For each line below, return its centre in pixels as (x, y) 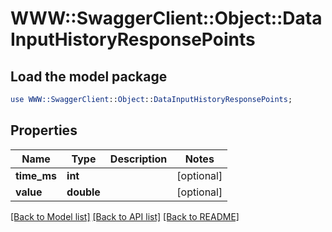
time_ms (36, 175)
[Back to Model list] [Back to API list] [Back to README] (125, 216)
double (83, 192)
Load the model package (89, 76)
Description (138, 159)
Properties (44, 130)
